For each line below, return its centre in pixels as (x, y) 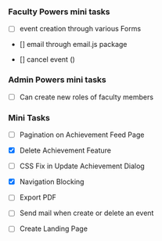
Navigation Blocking (52, 182)
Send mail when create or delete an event (86, 213)
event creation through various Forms (80, 29)
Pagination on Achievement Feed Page (82, 135)
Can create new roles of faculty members (86, 97)
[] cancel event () (47, 59)
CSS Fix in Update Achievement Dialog (82, 166)
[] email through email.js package (73, 45)
